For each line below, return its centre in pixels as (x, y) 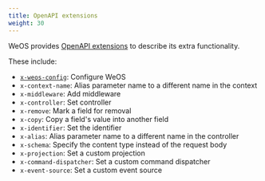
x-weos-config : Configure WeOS (73, 77)
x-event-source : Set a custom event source (91, 170)
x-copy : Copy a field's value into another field (94, 119)
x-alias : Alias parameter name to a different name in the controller (129, 136)
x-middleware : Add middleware (70, 93)
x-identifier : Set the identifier (71, 128)
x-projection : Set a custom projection (83, 153)
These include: (33, 61)
